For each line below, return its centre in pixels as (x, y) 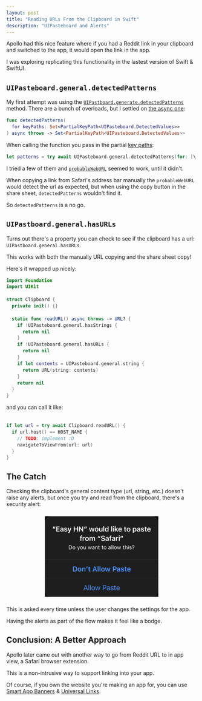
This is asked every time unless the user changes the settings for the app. (98, 609)
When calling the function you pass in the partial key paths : (80, 145)
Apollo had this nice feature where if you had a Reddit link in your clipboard (100, 44)
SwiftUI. (16, 68)
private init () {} (35, 306)
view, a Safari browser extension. (47, 661)
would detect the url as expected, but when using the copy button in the (96, 186)
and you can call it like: (35, 408)
